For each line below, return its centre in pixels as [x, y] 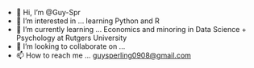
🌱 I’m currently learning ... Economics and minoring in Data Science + [131, 29]
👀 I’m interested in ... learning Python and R [87, 21]
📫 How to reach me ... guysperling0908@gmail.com [104, 55]
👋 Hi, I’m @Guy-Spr [48, 12]
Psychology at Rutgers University [71, 38]
